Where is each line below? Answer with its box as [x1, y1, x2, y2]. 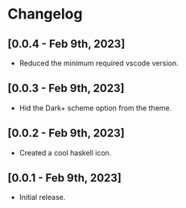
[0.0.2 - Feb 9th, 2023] [7, 127, 126, 140]
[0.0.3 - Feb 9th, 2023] [7, 81, 125, 95]
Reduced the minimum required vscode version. [19, 58, 179, 68]
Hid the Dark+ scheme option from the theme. [19, 102, 172, 113]
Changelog [7, 5, 83, 23]
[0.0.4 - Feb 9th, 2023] [7, 37, 126, 51]
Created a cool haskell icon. [19, 148, 112, 157]
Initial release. [19, 193, 66, 202]
